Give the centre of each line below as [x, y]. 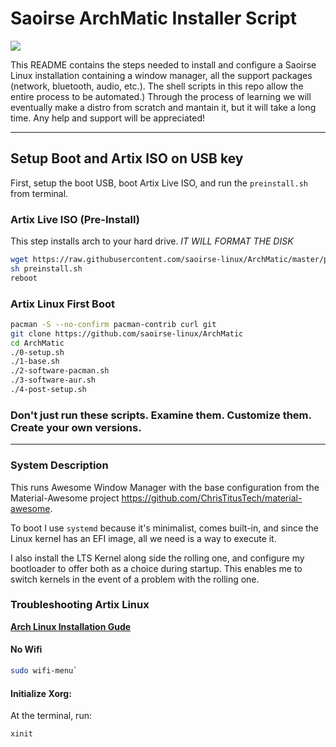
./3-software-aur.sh [53, 380]
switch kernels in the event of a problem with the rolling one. [135, 579]
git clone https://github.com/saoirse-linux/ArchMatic [127, 333]
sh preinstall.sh [46, 268]
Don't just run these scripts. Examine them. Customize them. [161, 415]
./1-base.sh [35, 362]
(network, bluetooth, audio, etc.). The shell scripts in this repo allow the [157, 86]
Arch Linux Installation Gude [71, 626]
